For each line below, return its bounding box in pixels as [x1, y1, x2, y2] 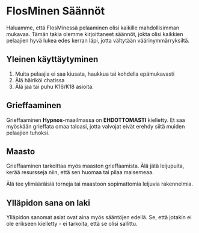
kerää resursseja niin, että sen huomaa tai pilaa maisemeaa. [6, 169, 155, 176]
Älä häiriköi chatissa [14, 76, 65, 83]
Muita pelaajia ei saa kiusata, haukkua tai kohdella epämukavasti [14, 70, 175, 77]
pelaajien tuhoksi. [6, 129, 50, 136]
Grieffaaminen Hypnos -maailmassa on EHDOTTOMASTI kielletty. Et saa [6, 116, 185, 124]
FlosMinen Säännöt [6, 4, 105, 18]
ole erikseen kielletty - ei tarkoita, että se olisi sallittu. [6, 220, 138, 228]
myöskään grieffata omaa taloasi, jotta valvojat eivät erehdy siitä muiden [6, 123, 185, 130]
